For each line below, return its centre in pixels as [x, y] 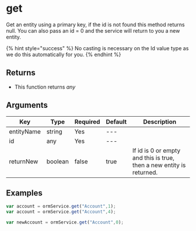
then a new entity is [159, 165]
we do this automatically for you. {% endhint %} [64, 54]
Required [87, 121]
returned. [145, 172]
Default [116, 121]
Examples [24, 193]
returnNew [24, 161]
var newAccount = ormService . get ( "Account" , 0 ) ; [65, 223]
